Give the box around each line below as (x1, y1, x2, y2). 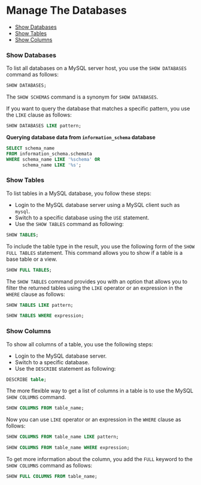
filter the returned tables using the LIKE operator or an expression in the (6, 284, 183, 291)
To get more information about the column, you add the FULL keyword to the (6, 456, 193, 463)
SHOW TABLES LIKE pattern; (6, 302, 74, 308)
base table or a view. (6, 255, 57, 263)
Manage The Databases (6, 4, 127, 17)
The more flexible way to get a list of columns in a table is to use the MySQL (6, 387, 193, 395)
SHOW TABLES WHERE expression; (6, 313, 84, 319)
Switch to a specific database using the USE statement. (14, 213, 150, 221)
